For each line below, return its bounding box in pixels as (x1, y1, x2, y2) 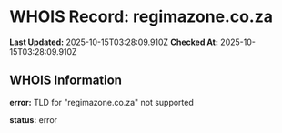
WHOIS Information (9, 73, 123, 88)
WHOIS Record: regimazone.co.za (9, 6, 273, 27)
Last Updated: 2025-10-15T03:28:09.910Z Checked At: (9, 36, 218, 47)
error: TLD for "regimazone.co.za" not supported (9, 97, 194, 107)
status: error (9, 114, 57, 125)
